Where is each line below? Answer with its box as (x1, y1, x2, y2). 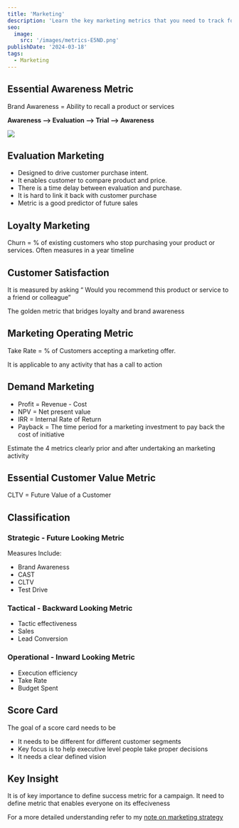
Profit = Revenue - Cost (17, 399, 87, 408)
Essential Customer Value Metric (7, 472, 156, 484)
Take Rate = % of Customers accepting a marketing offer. (7, 346, 176, 355)
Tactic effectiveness (17, 619, 78, 628)
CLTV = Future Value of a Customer (7, 491, 112, 499)
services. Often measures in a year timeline (7, 246, 134, 255)
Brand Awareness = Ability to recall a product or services (7, 102, 175, 110)
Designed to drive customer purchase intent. (17, 169, 149, 177)
